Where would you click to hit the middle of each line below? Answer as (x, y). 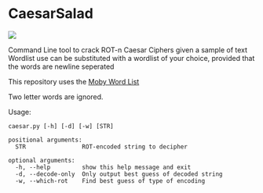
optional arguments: (42, 160)
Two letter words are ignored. (56, 96)
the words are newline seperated (61, 66)
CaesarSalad (51, 14)
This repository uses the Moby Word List (74, 81)
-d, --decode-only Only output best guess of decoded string (119, 174)
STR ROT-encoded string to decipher (102, 147)
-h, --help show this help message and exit (103, 167)
